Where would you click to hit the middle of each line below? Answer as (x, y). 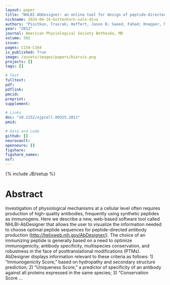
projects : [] (19, 62)
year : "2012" (19, 29)
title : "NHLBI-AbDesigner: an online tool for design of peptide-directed (86, 15)
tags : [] (14, 66)
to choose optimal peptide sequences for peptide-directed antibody (76, 229)
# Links (13, 113)
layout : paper (20, 10)
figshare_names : (22, 155)
